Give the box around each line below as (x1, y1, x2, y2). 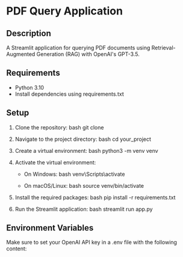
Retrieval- (151, 44, 176, 51)
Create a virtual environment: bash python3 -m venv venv (14, 147, 158, 154)
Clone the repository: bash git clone (14, 123, 104, 131)
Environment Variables (6, 223, 94, 233)
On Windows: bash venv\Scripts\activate (23, 170, 125, 178)
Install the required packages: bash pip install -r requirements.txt (14, 194, 176, 201)
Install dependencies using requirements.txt (14, 90, 125, 98)
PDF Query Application (6, 4, 123, 18)
